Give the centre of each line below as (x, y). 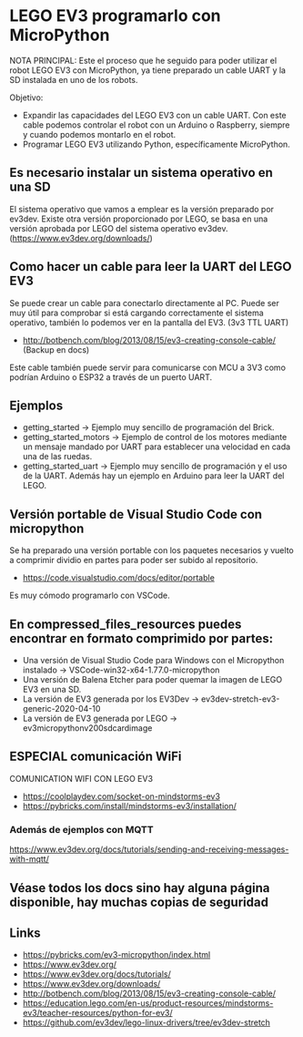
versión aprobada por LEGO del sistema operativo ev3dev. (119, 228)
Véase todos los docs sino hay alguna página (140, 888)
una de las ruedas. (57, 457)
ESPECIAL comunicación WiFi (96, 757)
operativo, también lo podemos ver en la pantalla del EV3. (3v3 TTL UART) (149, 322)
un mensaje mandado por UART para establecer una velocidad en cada (157, 447)
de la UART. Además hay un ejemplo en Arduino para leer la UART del (153, 476)
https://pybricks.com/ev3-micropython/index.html (116, 955)
